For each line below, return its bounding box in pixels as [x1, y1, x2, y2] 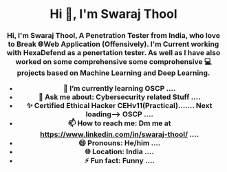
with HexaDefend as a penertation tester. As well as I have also [6, 48, 221, 58]
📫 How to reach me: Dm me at [67, 118, 171, 128]
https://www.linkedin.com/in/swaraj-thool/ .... [40, 130, 199, 140]
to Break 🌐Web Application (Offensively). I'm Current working [8, 39, 219, 49]
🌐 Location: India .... [85, 147, 155, 157]
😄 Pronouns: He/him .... [78, 138, 161, 148]
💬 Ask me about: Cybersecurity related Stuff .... [38, 92, 201, 102]
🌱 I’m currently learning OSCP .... [63, 84, 176, 94]
